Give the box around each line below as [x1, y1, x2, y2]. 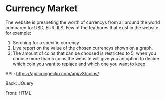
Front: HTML [5, 90, 32, 96]
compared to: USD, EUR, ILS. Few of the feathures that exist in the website [5, 24, 159, 30]
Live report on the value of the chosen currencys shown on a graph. [12, 45, 153, 51]
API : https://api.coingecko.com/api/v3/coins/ [5, 70, 99, 76]
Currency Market [5, 3, 78, 14]
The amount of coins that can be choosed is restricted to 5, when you [12, 50, 156, 56]
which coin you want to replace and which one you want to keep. [12, 61, 147, 67]
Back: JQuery [5, 80, 34, 86]
